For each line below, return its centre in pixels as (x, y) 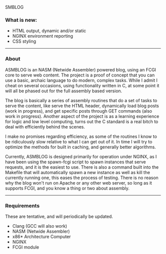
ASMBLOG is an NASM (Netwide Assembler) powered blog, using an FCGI (81, 69)
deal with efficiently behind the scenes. (45, 127)
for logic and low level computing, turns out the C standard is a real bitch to (82, 122)
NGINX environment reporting (42, 36)
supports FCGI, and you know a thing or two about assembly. (67, 188)
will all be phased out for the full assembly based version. (64, 91)
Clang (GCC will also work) (40, 226)
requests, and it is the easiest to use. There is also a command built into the (82, 167)
